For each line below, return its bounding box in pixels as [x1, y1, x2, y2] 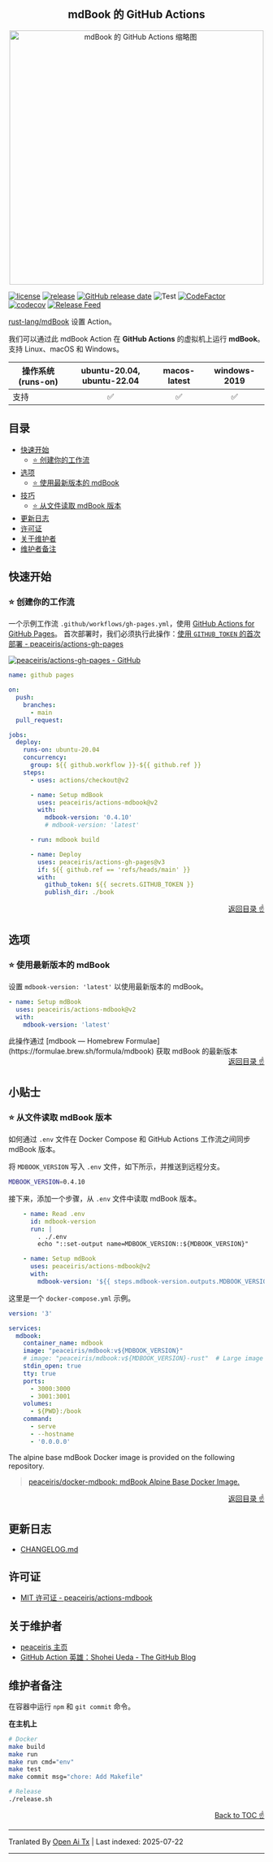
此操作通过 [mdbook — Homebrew [8, 1036, 124, 1046]
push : [15, 694, 35, 702]
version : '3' [8, 1309, 53, 1318]
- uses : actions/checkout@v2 [29, 776, 129, 784]
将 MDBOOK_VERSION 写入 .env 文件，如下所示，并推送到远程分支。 [8, 1162, 225, 1171]
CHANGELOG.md [19, 1544, 79, 1554]
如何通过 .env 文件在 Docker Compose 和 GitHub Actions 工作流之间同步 [8, 1134, 251, 1145]
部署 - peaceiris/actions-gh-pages [8, 639, 124, 649]
